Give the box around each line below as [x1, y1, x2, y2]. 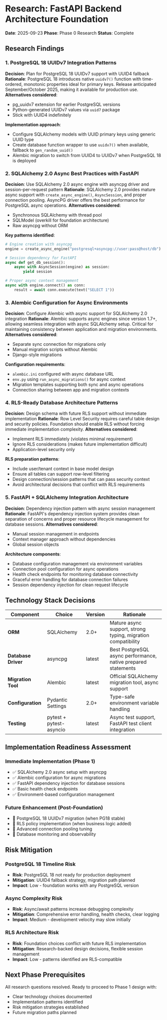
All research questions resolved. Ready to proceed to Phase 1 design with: [5, 984, 157, 990]
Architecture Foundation [5, 13, 108, 25]
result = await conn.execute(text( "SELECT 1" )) [14, 287, 114, 292]
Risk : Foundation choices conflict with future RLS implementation [12, 940, 147, 946]
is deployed [12, 157, 36, 163]
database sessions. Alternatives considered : [5, 521, 98, 527]
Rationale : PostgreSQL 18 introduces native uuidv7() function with [5, 76, 142, 82]
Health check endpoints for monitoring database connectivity [12, 571, 138, 577]
